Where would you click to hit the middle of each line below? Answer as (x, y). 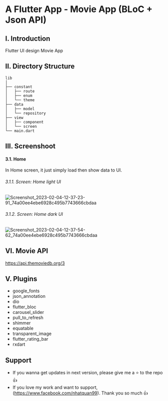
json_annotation (29, 296)
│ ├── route (20, 91)
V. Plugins (21, 279)
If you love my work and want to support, (55, 387)
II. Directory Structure (40, 66)
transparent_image (32, 334)
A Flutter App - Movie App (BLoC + (79, 9)
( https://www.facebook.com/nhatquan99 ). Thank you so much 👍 (80, 393)
